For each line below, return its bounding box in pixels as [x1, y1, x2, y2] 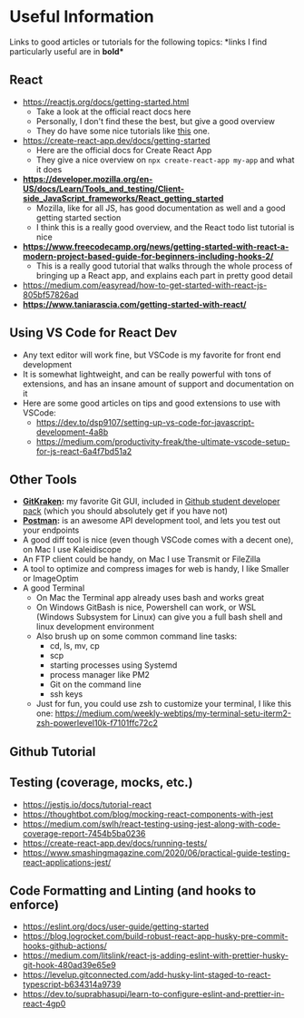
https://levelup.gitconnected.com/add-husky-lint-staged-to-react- [22, 969, 271, 981]
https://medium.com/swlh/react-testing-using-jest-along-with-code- [22, 818, 281, 829]
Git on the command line [49, 679, 142, 690]
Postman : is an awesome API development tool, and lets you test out [22, 515, 281, 526]
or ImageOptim [22, 573, 79, 584]
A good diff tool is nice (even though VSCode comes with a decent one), [22, 534, 294, 545]
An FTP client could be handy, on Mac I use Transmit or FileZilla [22, 553, 261, 564]
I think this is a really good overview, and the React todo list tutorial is [35, 221, 295, 232]
